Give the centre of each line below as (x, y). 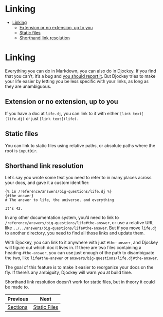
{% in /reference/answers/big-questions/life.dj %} (58, 192)
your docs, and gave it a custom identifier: (47, 183)
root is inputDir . (21, 150)
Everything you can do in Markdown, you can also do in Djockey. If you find (81, 71)
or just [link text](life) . (52, 118)
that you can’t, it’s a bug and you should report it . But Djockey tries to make (80, 76)
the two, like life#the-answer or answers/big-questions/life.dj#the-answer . (81, 258)
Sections (18, 307)
